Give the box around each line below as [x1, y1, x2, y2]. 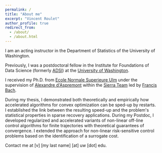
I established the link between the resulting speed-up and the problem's [5, 107, 149, 113]
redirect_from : [5, 25, 36, 30]
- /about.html [9, 35, 38, 39]
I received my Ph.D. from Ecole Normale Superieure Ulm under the [5, 76, 138, 83]
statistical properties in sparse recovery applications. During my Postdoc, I [5, 112, 154, 118]
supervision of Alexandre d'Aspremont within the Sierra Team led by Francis [5, 82, 157, 88]
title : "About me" [5, 12, 42, 17]
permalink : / [5, 7, 32, 12]
